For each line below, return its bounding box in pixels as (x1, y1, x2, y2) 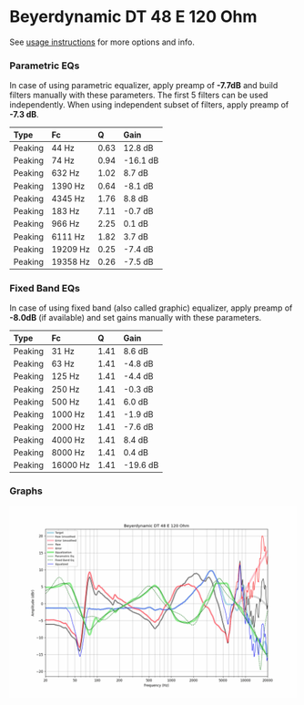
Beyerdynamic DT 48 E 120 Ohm (9, 6, 258, 27)
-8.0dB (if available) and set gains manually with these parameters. (9, 312, 262, 323)
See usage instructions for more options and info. (9, 36, 196, 47)
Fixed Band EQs (9, 281, 80, 294)
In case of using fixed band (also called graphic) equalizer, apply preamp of (9, 302, 293, 313)
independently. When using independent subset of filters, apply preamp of (9, 99, 289, 110)
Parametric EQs (9, 59, 80, 72)
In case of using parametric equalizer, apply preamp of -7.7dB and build (9, 80, 279, 91)
